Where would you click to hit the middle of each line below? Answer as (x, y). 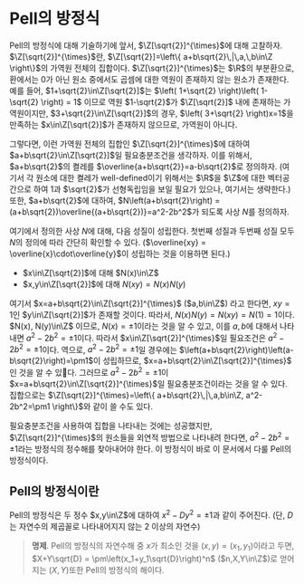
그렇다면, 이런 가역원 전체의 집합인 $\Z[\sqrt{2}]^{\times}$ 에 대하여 (130, 144)
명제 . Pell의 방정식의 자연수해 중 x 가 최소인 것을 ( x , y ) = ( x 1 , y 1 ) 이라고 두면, (163, 547)
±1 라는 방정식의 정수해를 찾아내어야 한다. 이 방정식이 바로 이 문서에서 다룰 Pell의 (151, 448)
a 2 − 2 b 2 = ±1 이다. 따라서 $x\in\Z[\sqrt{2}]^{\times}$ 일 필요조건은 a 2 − (155, 337)
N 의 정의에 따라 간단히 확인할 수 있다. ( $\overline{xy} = (108, 242)
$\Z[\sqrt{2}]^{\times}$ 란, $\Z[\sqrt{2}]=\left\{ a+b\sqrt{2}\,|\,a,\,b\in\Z (141, 56)
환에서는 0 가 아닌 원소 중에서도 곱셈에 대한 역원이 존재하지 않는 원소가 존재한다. (149, 79)
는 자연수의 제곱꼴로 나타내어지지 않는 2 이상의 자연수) (105, 527)
